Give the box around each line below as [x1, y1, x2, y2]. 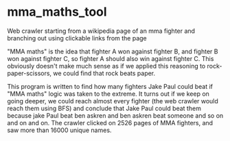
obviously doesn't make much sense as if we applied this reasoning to [7, 62, 206, 70]
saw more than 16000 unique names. [7, 126, 112, 134]
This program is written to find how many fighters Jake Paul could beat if [7, 82, 214, 90]
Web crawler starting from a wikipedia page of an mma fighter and [7, 27, 196, 35]
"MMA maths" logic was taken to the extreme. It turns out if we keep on [7, 90, 209, 98]
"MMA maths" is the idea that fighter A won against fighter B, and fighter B [7, 47, 218, 55]
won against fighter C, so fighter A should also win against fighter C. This [7, 54, 214, 62]
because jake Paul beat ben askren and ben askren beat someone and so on [7, 111, 224, 120]
